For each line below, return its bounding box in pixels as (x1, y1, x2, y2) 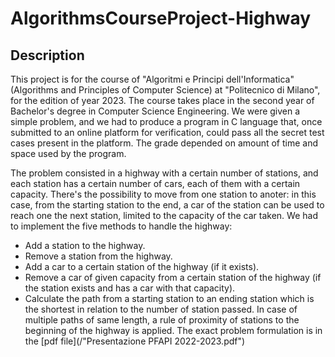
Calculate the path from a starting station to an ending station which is (24, 293, 315, 304)
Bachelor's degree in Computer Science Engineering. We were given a (10, 105, 301, 117)
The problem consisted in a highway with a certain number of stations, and (10, 167, 319, 179)
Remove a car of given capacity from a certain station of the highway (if (24, 272, 322, 283)
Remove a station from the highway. (24, 250, 173, 262)
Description (10, 47, 85, 64)
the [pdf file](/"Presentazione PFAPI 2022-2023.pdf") (24, 335, 246, 347)
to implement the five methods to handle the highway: (10, 220, 233, 232)
